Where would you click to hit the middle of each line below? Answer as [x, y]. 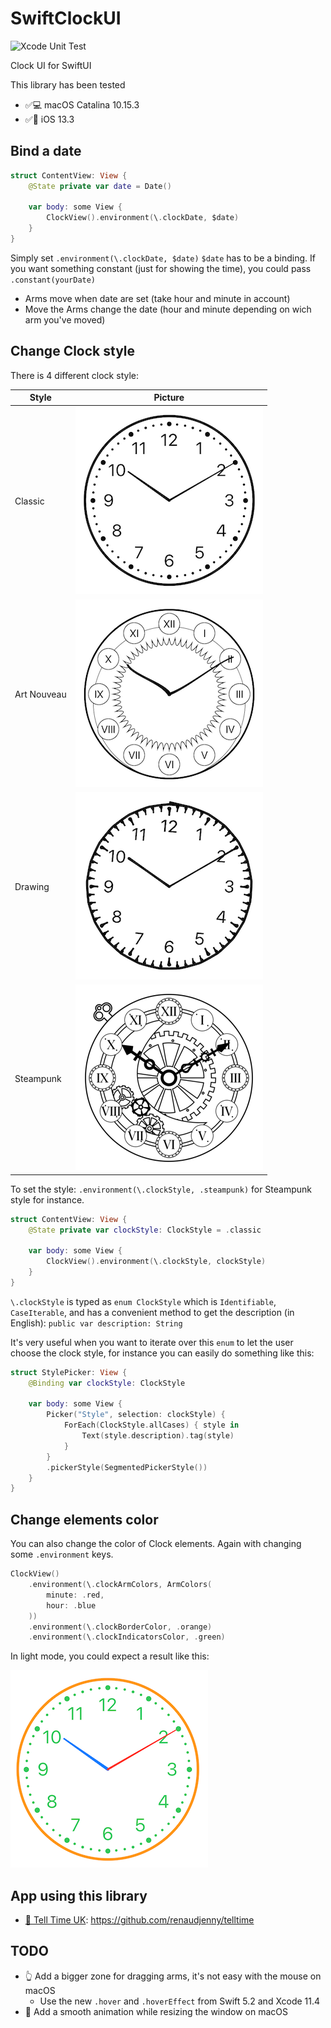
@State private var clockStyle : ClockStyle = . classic [145, 1230]
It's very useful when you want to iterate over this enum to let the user [152, 1342]
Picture [169, 398]
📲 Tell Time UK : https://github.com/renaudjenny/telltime [139, 1920]
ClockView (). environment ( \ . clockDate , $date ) [143, 218]
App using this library [79, 1895]
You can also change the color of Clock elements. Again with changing [156, 1544]
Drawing [32, 886]
